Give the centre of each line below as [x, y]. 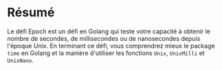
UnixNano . [21, 60]
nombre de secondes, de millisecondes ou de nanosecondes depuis [104, 38]
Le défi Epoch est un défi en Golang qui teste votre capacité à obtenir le [109, 31]
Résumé [31, 13]
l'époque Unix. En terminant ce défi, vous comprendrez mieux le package [111, 46]
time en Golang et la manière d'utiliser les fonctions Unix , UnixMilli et [106, 53]
